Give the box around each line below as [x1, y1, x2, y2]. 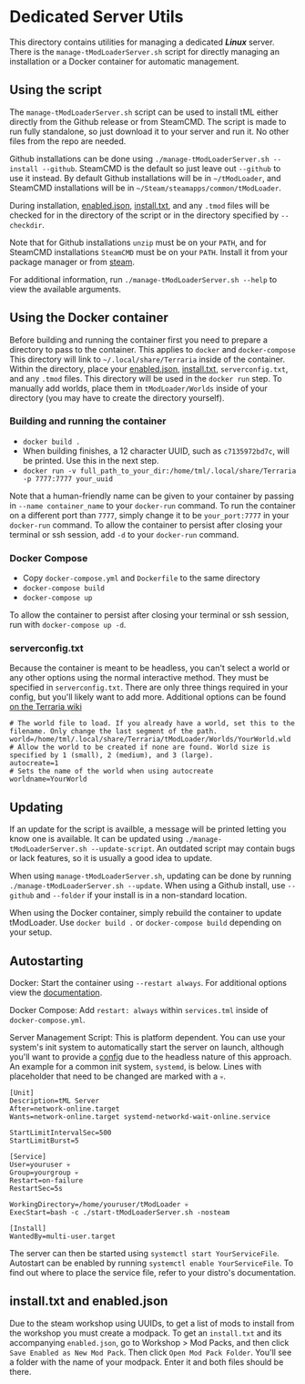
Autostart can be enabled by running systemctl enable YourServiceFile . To [9, 1257, 294, 1268]
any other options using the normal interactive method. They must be [9, 672, 269, 683]
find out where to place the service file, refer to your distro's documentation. [9, 1267, 297, 1278]
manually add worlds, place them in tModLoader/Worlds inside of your [9, 383, 269, 394]
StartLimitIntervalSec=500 [9, 1128, 112, 1138]
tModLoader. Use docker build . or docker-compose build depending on [9, 918, 282, 928]
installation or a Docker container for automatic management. [9, 56, 239, 67]
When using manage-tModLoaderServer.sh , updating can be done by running [9, 870, 292, 881]
